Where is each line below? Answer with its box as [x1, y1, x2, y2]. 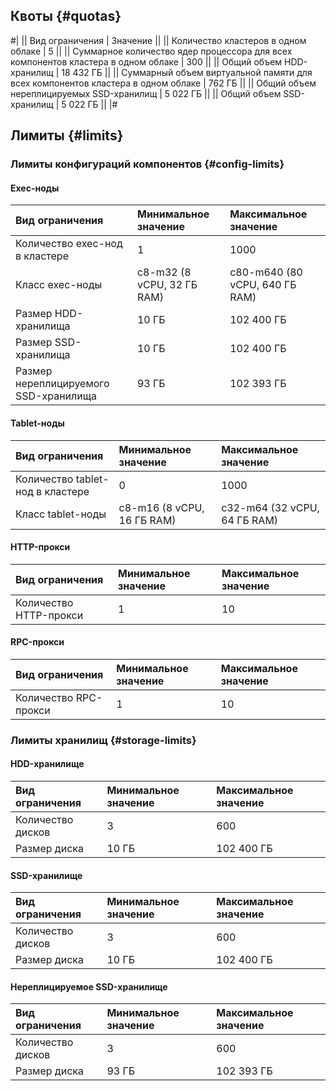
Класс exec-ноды [15, 278, 103, 292]
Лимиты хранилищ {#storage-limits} [10, 733, 197, 747]
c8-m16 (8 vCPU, [118, 500, 205, 514]
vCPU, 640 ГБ [229, 278, 297, 292]
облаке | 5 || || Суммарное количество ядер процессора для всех [10, 45, 293, 57]
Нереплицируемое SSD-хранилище [10, 980, 168, 993]
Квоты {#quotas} [10, 8, 122, 25]
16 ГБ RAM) [118, 513, 177, 527]
